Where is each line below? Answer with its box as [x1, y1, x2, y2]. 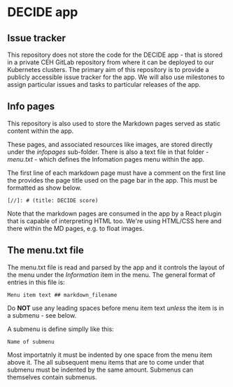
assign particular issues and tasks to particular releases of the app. [7, 80, 201, 88]
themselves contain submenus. [7, 372, 97, 381]
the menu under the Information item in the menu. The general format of [7, 270, 216, 279]
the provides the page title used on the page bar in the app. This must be [7, 176, 218, 184]
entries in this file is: [7, 278, 65, 286]
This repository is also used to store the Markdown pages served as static [7, 119, 220, 127]
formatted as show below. [7, 183, 82, 192]
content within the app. [7, 127, 74, 135]
